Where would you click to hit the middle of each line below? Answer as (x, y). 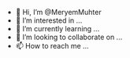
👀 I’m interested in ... (49, 20)
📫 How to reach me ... (52, 46)
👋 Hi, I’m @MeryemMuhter (58, 12)
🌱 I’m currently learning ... (58, 29)
